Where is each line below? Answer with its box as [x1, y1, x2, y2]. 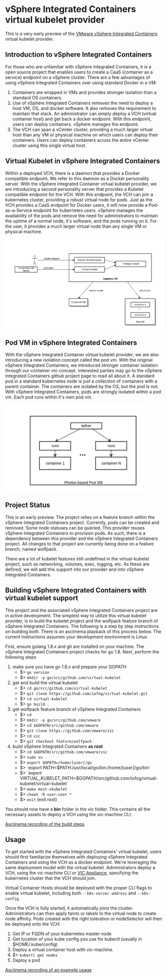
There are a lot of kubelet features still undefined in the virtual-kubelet [5, 555, 150, 561]
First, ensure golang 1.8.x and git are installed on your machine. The [5, 643, 145, 649]
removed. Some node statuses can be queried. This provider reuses [5, 524, 145, 530]
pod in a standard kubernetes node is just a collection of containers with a [5, 378, 158, 384]
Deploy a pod [12, 958, 40, 964]
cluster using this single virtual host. [12, 142, 87, 148]
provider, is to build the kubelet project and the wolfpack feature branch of [5, 618, 159, 624]
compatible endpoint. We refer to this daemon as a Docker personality [5, 175, 150, 181]
